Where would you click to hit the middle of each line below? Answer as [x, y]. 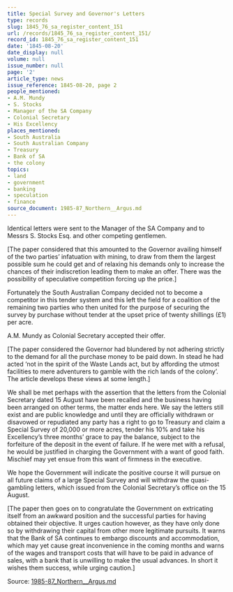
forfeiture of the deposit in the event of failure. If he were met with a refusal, [116, 444]
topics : [18, 169]
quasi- [200, 480]
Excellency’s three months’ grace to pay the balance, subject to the [104, 436]
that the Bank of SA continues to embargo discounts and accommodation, [113, 538]
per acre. [20, 322]
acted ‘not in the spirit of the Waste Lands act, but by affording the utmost [113, 364]
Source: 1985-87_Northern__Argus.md [62, 581]
